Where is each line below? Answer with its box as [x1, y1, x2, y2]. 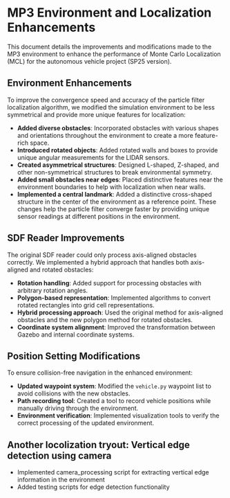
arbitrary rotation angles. [17, 286, 88, 294]
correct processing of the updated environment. [17, 419, 154, 427]
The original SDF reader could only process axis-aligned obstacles [7, 251, 197, 259]
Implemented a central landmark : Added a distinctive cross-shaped [17, 190, 212, 198]
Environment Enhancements [7, 78, 133, 89]
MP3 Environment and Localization [7, 5, 212, 21]
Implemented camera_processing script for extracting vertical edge [17, 468, 209, 477]
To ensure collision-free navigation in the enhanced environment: [7, 368, 193, 377]
